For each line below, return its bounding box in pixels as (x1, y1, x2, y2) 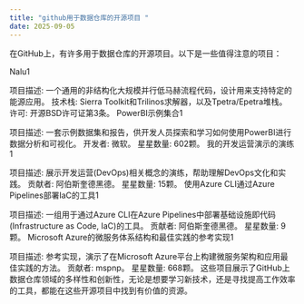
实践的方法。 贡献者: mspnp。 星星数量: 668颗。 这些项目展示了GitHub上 (16, 262, 290, 273)
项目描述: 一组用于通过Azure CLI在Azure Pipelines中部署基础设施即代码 (9, 209, 277, 220)
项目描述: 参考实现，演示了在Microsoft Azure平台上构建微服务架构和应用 (9, 250, 281, 261)
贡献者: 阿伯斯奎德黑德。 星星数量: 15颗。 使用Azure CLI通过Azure (26, 178, 275, 189)
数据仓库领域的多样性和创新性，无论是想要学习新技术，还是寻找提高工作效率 (9, 273, 296, 284)
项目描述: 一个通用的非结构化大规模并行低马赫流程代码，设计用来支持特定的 (9, 84, 292, 95)
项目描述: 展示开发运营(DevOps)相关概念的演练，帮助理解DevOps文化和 (9, 167, 279, 178)
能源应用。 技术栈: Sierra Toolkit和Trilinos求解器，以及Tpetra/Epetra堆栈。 (9, 96, 288, 107)
